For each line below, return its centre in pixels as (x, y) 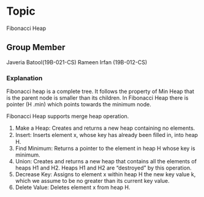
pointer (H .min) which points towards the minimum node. (79, 105)
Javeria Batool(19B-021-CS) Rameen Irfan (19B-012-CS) (77, 62)
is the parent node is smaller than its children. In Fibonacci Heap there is (97, 98)
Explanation (25, 78)
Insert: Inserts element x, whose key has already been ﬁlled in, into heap (106, 135)
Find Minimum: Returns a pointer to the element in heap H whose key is (105, 149)
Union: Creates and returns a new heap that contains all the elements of (106, 162)
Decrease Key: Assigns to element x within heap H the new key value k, (105, 174)
